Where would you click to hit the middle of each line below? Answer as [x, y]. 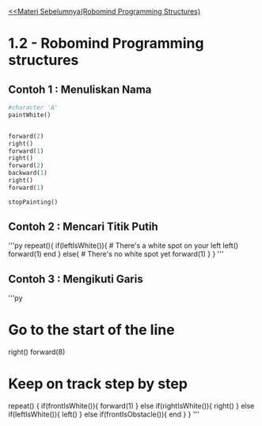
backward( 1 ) [28, 173]
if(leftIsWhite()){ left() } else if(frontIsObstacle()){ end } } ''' [104, 414]
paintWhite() [30, 115]
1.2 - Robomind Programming [106, 44]
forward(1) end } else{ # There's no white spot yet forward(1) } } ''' [116, 254]
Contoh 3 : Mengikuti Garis [76, 279]
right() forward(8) [37, 352]
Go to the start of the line [92, 330]
